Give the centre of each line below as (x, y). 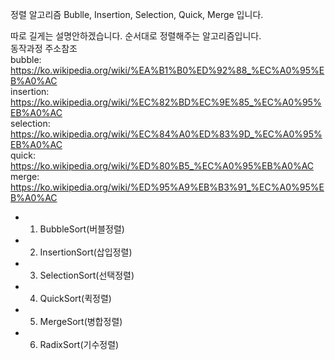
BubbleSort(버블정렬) (82, 229)
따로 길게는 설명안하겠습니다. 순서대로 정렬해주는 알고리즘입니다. (136, 36)
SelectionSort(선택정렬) (87, 275)
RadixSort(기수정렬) (79, 344)
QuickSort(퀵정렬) (75, 298)
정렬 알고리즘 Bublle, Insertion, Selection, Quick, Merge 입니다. (137, 14)
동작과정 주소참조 (44, 48)
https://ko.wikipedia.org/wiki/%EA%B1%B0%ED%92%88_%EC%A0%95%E (167, 70)
